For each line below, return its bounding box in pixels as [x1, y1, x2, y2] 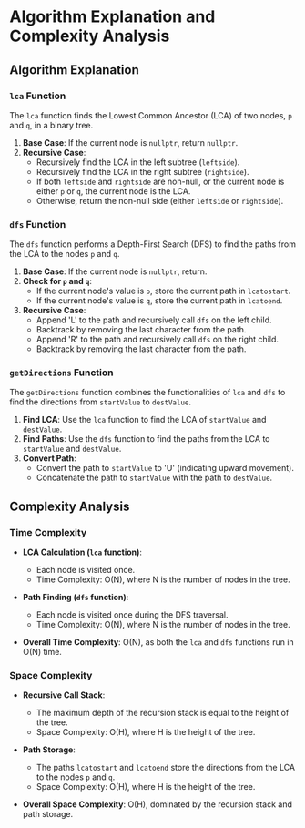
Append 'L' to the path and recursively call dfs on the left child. [36, 314, 272, 325]
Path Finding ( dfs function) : [22, 592, 129, 603]
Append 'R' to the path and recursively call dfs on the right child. [36, 334, 280, 345]
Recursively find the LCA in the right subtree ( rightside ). [36, 166, 249, 177]
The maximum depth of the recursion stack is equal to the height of [36, 708, 290, 719]
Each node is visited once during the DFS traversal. [36, 609, 229, 620]
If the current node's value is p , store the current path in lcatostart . [36, 285, 291, 297]
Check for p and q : [22, 276, 93, 287]
